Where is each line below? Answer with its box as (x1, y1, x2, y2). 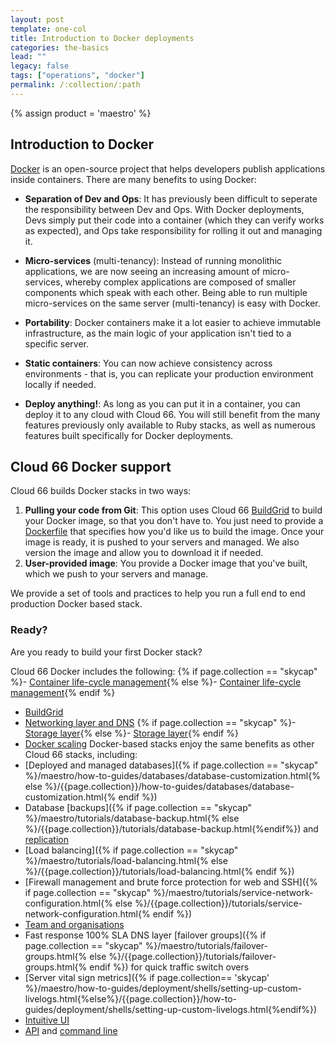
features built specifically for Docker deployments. (24, 429, 234, 441)
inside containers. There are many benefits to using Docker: (10, 173, 257, 185)
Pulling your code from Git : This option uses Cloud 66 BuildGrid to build (24, 504, 323, 516)
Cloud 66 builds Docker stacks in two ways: (10, 485, 192, 497)
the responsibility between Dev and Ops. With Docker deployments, (24, 203, 305, 215)
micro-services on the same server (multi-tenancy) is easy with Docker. (24, 297, 321, 309)
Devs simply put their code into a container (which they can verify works (24, 214, 325, 226)
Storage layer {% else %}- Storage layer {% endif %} (24, 727, 239, 739)
